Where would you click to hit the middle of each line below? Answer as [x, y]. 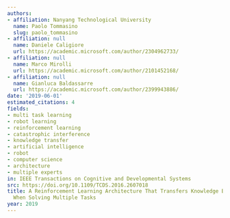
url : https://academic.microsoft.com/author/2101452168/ [96, 70]
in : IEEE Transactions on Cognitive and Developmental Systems [99, 178]
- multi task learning [39, 115]
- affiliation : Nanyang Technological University [79, 20]
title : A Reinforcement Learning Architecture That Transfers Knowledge [113, 191]
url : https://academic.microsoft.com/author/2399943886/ [96, 90]
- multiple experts [35, 172]
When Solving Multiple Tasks [55, 198]
